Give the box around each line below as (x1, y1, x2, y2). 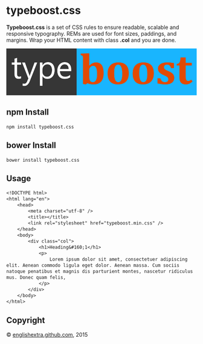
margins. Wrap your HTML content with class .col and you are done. (6, 36, 176, 43)
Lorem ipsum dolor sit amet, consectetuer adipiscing (49, 256, 188, 263)
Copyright (6, 315, 45, 325)
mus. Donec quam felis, (6, 275, 66, 281)
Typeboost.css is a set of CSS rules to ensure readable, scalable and (6, 24, 179, 31)
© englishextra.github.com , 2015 (6, 331, 88, 339)
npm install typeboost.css (6, 124, 74, 130)
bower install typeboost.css (6, 157, 80, 163)
